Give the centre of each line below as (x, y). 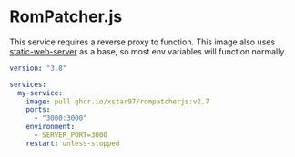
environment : (51, 127)
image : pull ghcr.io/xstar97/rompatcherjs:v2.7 (117, 102)
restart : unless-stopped (73, 143)
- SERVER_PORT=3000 (70, 135)
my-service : (41, 93)
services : (28, 84)
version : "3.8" (38, 68)
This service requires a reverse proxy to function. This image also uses (142, 42)
